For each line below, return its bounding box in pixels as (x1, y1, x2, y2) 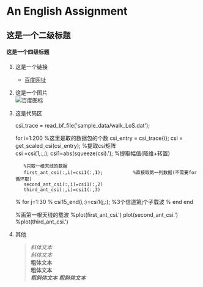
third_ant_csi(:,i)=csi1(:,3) (23, 186, 101, 193)
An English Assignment (6, 4, 128, 18)
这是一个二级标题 (6, 30, 71, 40)
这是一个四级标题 (6, 48, 50, 56)
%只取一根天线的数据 (23, 163, 68, 169)
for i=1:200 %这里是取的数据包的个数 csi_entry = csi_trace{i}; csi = (15, 134, 183, 142)
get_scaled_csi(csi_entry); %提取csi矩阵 (15, 142, 116, 149)
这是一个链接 (15, 63, 48, 70)
